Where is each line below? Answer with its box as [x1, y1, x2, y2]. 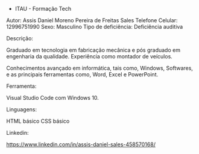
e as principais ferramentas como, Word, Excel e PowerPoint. [6, 71, 159, 78]
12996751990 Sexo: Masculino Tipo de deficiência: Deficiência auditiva [6, 23, 183, 30]
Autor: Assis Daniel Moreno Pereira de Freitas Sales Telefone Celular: [6, 17, 178, 23]
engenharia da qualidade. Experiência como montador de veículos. [6, 53, 173, 60]
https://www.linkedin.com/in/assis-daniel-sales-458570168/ [6, 141, 156, 148]
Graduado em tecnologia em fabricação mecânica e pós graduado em [6, 46, 181, 54]
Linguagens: [6, 106, 37, 113]
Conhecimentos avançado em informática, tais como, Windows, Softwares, [6, 64, 193, 72]
